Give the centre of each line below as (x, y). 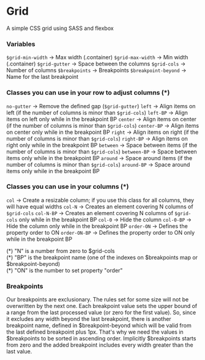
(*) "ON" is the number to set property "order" (65, 270)
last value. (19, 351)
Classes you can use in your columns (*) (68, 186)
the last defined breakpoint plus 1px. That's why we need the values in (95, 332)
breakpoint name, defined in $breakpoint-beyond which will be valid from (99, 326)
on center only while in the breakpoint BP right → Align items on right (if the (102, 132)
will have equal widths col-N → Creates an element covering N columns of (100, 207)
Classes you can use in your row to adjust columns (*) (88, 93)
